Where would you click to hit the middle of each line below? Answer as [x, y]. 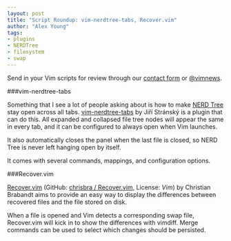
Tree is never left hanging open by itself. [64, 147]
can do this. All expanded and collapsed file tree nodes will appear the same [115, 119]
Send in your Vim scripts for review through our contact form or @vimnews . [115, 78]
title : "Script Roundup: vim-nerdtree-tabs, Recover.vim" [92, 20]
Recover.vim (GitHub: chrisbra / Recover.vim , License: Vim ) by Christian [109, 187]
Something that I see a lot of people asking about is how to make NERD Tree [115, 105]
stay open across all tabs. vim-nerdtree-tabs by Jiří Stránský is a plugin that [115, 112]
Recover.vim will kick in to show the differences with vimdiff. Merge [103, 222]
